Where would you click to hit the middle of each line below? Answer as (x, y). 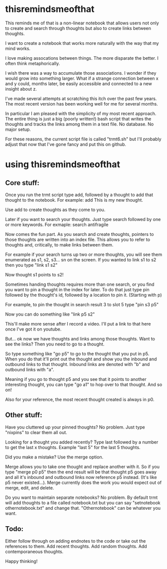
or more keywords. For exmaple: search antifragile (57, 225)
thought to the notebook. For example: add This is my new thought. (74, 200)
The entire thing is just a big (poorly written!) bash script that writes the (78, 118)
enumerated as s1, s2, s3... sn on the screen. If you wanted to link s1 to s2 (81, 259)
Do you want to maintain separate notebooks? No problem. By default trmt (82, 497)
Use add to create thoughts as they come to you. (55, 210)
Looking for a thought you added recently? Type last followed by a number (82, 442)
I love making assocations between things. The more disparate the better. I (82, 58)
